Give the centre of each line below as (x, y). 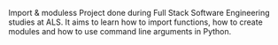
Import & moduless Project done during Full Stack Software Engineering (139, 13)
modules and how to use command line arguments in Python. (120, 31)
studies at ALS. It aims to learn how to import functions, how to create (135, 22)
